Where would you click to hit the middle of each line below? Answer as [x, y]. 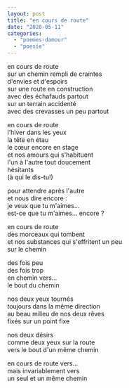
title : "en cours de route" [48, 20]
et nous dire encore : [38, 198]
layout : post [26, 14]
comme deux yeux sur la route [51, 342]
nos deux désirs [30, 335]
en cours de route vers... [43, 363]
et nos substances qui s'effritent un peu [65, 242]
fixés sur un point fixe [39, 321]
